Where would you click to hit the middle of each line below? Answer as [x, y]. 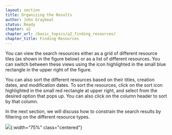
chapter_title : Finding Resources [42, 39]
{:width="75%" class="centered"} [46, 127]
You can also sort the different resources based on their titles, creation [80, 80]
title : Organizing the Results [39, 15]
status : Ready [21, 24]
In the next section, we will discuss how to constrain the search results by [83, 111]
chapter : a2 [18, 29]
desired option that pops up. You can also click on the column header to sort [86, 96]
